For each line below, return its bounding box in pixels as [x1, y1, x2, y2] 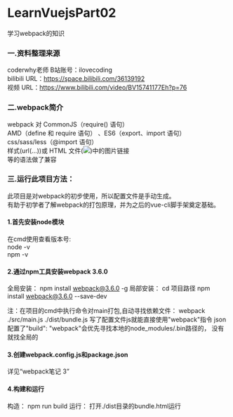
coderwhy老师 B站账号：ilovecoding [7, 65, 112, 75]
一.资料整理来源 [7, 48, 60, 58]
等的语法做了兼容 [7, 155, 57, 163]
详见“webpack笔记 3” [7, 367, 70, 376]
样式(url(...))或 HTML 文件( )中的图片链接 [7, 146, 130, 155]
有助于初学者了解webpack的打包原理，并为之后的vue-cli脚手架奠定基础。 [7, 200, 220, 209]
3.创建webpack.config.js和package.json [7, 350, 128, 359]
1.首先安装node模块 [7, 218, 65, 226]
